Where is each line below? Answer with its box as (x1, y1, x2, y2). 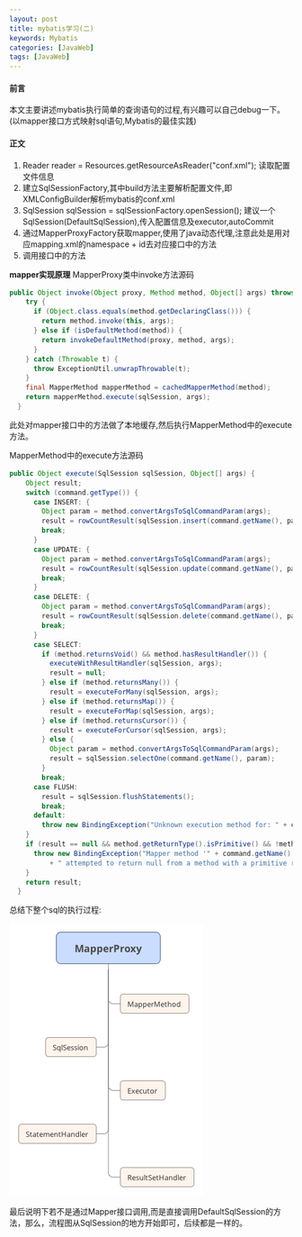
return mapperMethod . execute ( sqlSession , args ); (25, 393, 211, 402)
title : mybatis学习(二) (9, 23, 94, 33)
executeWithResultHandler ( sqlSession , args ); (49, 659, 223, 669)
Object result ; (25, 478, 83, 487)
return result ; (25, 878, 83, 887)
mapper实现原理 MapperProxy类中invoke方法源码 (9, 268, 195, 279)
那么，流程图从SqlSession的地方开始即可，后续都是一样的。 (24, 1217, 247, 1229)
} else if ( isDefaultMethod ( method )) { (32, 326, 182, 335)
